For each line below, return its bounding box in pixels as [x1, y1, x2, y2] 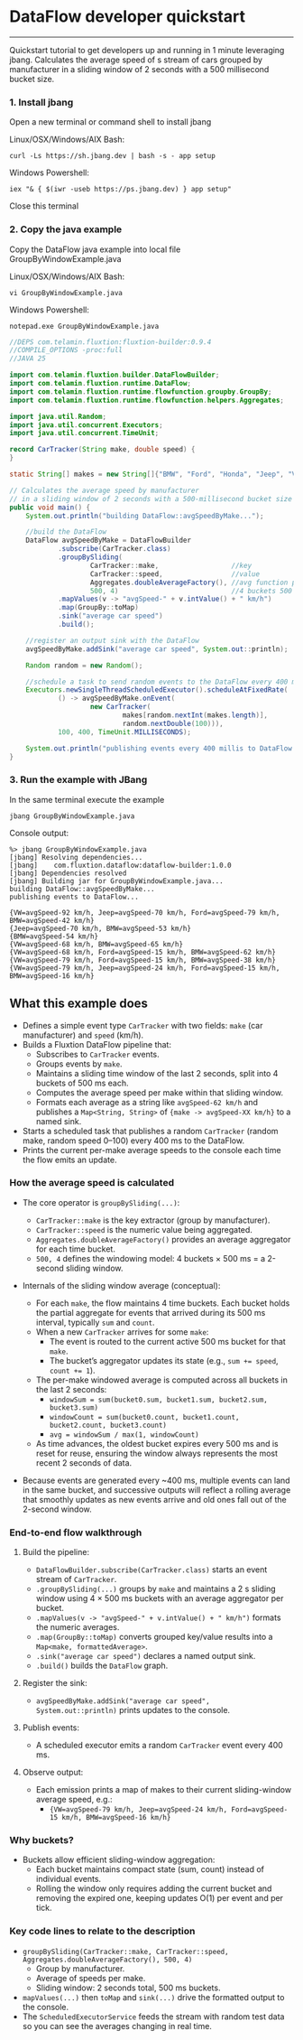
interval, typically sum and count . [35, 1317, 155, 1327]
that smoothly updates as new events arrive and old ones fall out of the [22, 1494, 287, 1504]
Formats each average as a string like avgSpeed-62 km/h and [35, 1096, 259, 1107]
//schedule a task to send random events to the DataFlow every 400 [25, 677, 289, 686]
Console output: [9, 827, 69, 838]
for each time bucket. [35, 1244, 115, 1254]
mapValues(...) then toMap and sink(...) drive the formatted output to [22, 1991, 285, 2002]
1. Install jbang [9, 96, 74, 108]
